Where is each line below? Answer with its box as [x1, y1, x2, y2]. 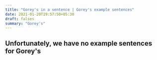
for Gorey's [5, 47, 41, 55]
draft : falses [5, 16, 35, 21]
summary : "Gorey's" [5, 21, 46, 26]
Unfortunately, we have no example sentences [5, 39, 153, 47]
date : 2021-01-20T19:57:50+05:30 [5, 12, 75, 17]
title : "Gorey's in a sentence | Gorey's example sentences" [5, 7, 135, 12]
